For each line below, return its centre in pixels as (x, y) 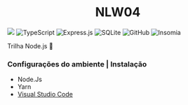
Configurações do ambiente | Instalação (77, 64)
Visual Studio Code (45, 94)
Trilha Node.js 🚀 (31, 45)
